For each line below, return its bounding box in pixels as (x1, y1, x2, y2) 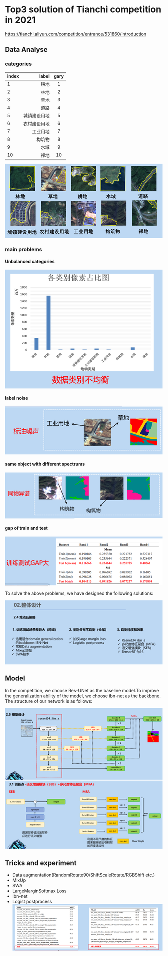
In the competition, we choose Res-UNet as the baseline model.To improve (5, 687, 159, 693)
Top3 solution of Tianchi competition (5, 4, 161, 15)
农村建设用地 (23, 120, 50, 126)
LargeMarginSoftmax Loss (12, 888, 67, 894)
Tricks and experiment (5, 859, 77, 867)
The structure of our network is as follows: (5, 698, 93, 704)
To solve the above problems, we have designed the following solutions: (5, 590, 154, 596)
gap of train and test (5, 525, 48, 531)
